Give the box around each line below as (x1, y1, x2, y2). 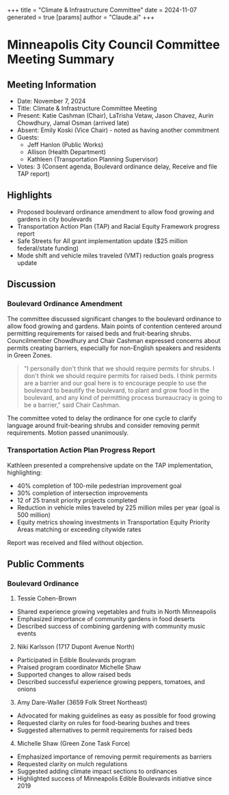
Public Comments (7, 558, 85, 570)
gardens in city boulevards (16, 215, 92, 223)
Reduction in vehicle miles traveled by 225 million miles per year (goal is (16, 503, 220, 512)
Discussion (7, 279, 56, 290)
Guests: (16, 134, 39, 141)
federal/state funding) (16, 244, 79, 252)
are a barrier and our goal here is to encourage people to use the (23, 379, 207, 387)
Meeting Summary (7, 51, 115, 67)
